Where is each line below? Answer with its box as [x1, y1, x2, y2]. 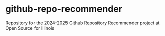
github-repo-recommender [5, 3, 123, 15]
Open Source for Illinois [5, 25, 55, 31]
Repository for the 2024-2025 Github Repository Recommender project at [5, 20, 160, 26]
